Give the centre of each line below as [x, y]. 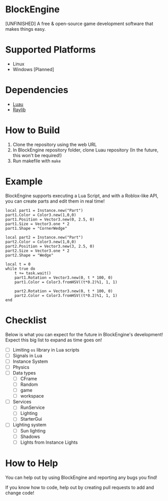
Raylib [19, 110]
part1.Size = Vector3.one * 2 [38, 224]
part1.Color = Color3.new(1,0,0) [41, 215]
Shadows [30, 437]
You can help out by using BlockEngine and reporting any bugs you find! [81, 477]
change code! [20, 493]
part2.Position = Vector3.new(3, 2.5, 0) [50, 246]
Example [24, 181]
